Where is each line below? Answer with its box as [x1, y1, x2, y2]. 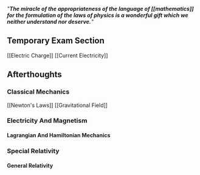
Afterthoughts [7, 69, 63, 80]
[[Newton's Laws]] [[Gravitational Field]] [7, 101, 108, 109]
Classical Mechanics [7, 87, 70, 96]
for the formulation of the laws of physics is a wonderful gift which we [7, 12, 188, 19]
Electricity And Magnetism [7, 117, 88, 125]
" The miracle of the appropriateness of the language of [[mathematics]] [7, 5, 194, 12]
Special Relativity [7, 146, 60, 155]
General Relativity [7, 162, 53, 169]
